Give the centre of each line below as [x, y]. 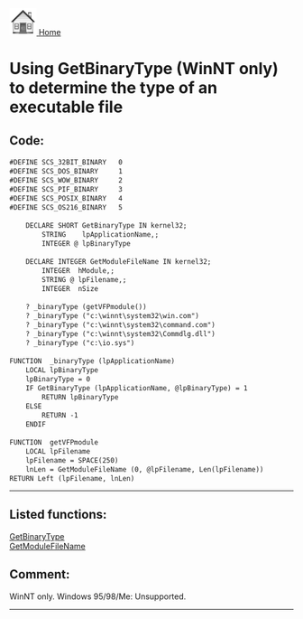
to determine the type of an [114, 88]
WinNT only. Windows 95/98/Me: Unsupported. [98, 596]
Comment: [40, 574]
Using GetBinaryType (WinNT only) [144, 69]
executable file [66, 107]
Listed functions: [58, 515]
